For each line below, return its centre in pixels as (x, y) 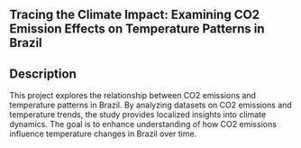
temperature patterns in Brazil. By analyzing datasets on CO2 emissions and (151, 105)
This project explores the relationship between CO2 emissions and (133, 96)
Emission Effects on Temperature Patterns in (137, 29)
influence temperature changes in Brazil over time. (103, 134)
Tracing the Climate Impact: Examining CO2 (134, 15)
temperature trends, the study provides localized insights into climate (138, 115)
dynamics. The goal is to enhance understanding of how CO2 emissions (143, 125)
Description (43, 74)
